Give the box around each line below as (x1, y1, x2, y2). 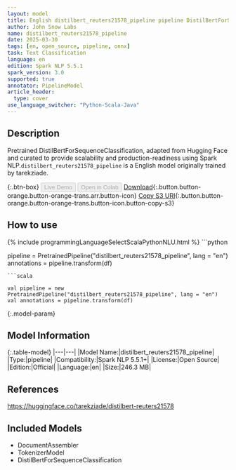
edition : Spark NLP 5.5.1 (7, 62, 83, 69)
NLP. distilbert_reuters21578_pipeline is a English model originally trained (7, 161, 226, 169)
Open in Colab (80, 183, 119, 191)
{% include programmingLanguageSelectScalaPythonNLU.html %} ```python (7, 238, 228, 246)
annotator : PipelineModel (7, 82, 83, 89)
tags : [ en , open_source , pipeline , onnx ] (7, 43, 131, 50)
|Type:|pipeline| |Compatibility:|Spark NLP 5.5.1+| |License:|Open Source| (7, 356, 220, 364)
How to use (7, 219, 58, 231)
